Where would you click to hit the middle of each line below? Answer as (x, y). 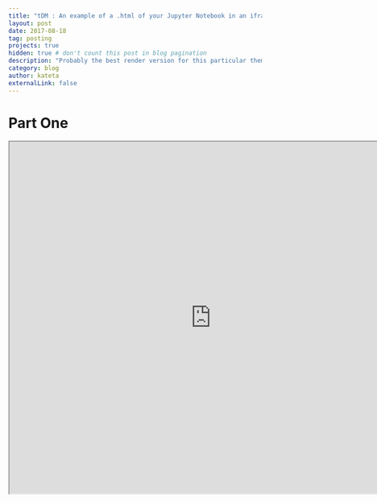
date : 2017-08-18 (37, 31)
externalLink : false (43, 83)
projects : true (34, 46)
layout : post (30, 23)
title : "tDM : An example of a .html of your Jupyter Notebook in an (128, 16)
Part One (38, 123)
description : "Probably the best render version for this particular (128, 61)
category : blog (34, 68)
